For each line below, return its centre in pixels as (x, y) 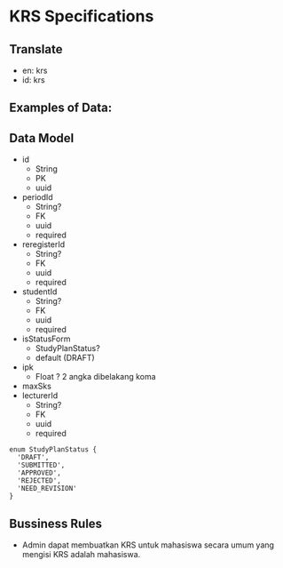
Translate (36, 49)
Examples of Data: (61, 108)
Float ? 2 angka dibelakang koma (96, 377)
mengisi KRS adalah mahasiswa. (81, 555)
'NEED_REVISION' (47, 489)
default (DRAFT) (65, 358)
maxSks (36, 386)
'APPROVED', (39, 473)
